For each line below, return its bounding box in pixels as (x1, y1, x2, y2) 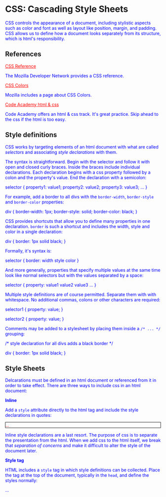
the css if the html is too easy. (5, 116, 66, 122)
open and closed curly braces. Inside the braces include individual (5, 164, 140, 170)
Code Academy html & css (5, 101, 59, 107)
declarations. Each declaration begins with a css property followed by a (5, 169, 151, 175)
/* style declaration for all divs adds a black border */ (5, 340, 114, 346)
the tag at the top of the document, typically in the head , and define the (5, 472, 149, 478)
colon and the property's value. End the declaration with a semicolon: (5, 174, 147, 180)
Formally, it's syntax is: (5, 248, 52, 253)
